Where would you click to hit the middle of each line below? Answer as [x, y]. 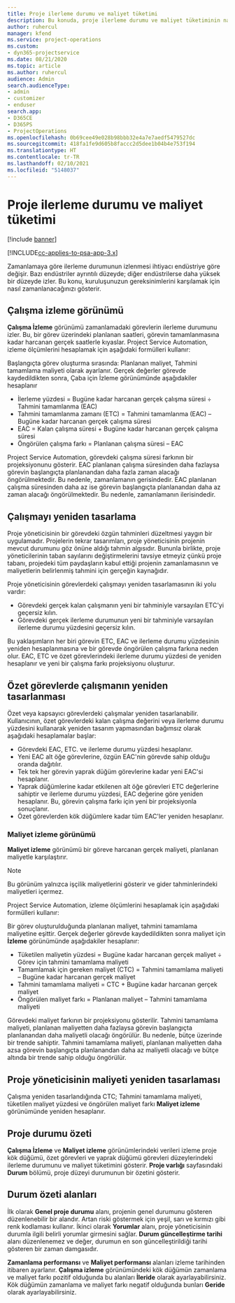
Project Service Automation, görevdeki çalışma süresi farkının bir [100, 457]
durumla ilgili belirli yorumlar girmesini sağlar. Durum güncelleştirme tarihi [115, 1234]
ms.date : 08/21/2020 [37, 60]
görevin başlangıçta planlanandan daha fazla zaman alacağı [93, 472]
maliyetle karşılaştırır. [38, 857]
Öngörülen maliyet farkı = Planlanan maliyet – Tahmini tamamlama [112, 1000]
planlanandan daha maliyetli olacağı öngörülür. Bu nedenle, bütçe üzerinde [115, 1035]
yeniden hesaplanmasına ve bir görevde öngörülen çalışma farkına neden [113, 649]
